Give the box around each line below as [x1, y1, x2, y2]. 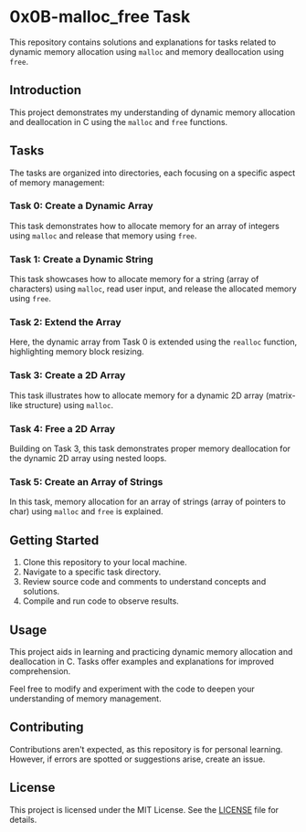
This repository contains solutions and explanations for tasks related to [9, 37, 277, 47]
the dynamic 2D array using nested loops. [9, 453, 167, 464]
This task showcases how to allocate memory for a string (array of [9, 274, 259, 285]
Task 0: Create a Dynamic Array [9, 199, 153, 212]
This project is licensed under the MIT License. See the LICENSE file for [9, 804, 280, 815]
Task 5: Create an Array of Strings [9, 475, 164, 488]
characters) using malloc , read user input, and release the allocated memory [9, 283, 297, 294]
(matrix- [265, 390, 297, 401]
